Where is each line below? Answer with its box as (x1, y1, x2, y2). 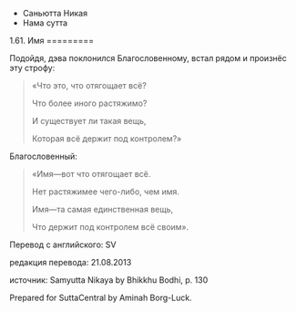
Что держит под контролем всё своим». (31, 222, 189, 232)
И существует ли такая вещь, (31, 116, 147, 126)
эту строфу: (9, 63, 56, 73)
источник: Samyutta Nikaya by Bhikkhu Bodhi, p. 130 (9, 275, 209, 286)
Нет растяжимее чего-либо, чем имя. (31, 186, 180, 197)
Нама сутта (22, 17, 68, 28)
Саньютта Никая (22, 8, 88, 18)
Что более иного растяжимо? (31, 98, 148, 109)
